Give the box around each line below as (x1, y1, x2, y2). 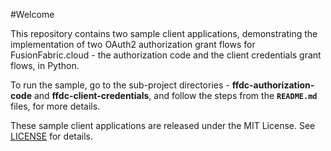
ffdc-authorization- (231, 79, 315, 91)
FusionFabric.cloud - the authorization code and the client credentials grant (10, 49, 322, 61)
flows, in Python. (10, 60, 80, 71)
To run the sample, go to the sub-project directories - (10, 79, 230, 91)
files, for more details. (10, 100, 101, 112)
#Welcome (10, 9, 55, 20)
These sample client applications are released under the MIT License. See (10, 120, 316, 131)
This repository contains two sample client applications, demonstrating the (10, 28, 318, 39)
